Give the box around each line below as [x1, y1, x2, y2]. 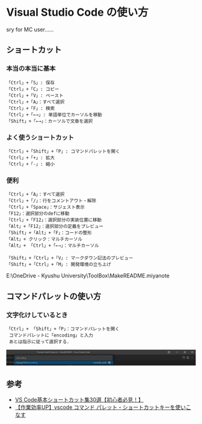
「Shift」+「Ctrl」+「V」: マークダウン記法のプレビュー [6, 255, 133, 261]
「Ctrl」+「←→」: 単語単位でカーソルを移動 [6, 112, 102, 118]
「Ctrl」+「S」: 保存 [6, 80, 55, 86]
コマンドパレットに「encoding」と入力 [8, 332, 93, 338]
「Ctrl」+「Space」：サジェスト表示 [6, 204, 85, 210]
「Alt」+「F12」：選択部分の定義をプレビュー [6, 224, 104, 230]
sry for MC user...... [6, 25, 54, 33]
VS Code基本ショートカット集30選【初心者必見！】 [14, 396, 144, 403]
